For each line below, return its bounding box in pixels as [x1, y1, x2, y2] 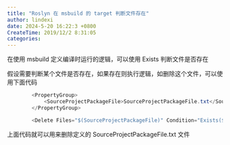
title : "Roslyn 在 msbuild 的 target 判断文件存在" [7, 10, 149, 17]
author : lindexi [7, 16, 53, 23]
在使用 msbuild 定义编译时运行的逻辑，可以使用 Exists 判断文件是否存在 [7, 55, 209, 64]
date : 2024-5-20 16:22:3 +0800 [7, 23, 97, 29]
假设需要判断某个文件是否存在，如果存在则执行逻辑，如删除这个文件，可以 [7, 70, 217, 78]
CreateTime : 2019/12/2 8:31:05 [7, 29, 97, 36]
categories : [7, 36, 41, 42]
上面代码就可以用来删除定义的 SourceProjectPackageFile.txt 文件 [7, 130, 190, 138]
